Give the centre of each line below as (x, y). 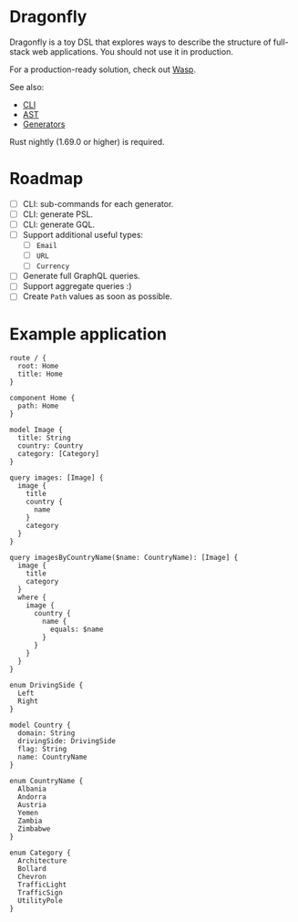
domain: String (46, 733)
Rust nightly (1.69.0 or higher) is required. (87, 141)
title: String (44, 438)
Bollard (32, 869)
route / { (28, 358)
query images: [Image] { (57, 478)
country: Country (51, 446)
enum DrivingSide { (46, 686)
